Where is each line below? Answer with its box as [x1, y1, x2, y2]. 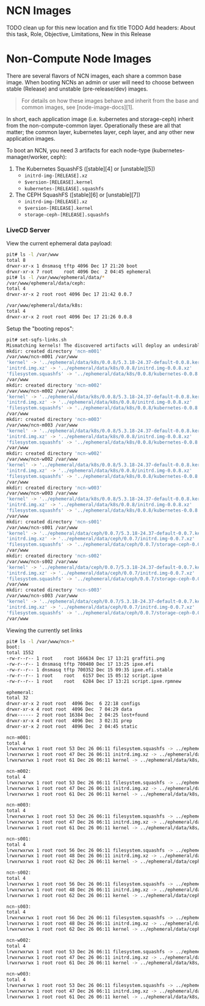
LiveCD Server [6, 226, 51, 234]
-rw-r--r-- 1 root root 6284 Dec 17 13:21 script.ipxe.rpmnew [6, 678, 182, 684]
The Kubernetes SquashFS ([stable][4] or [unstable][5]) [15, 165, 156, 172]
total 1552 [6, 650, 34, 656]
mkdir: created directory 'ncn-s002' [6, 553, 103, 559]
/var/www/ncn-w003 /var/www [6, 490, 78, 496]
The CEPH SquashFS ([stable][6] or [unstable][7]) [15, 191, 141, 198]
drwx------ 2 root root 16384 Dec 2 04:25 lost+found [6, 712, 149, 718]
